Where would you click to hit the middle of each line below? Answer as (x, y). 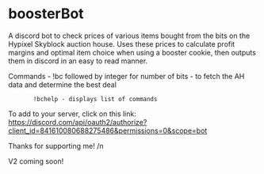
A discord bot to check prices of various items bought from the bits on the (129, 36)
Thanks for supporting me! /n (56, 146)
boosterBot (46, 14)
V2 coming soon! (36, 161)
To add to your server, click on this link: (72, 113)
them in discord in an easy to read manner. (78, 61)
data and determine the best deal (63, 85)
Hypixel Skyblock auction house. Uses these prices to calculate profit (122, 43)
